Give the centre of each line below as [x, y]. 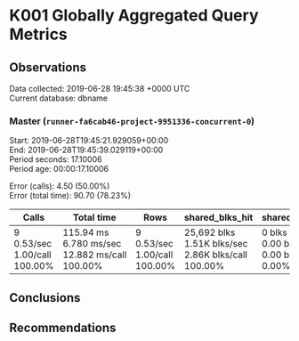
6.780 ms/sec [92, 244]
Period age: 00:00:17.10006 [59, 169]
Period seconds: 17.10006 [56, 159]
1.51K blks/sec [216, 244]
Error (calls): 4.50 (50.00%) [60, 186]
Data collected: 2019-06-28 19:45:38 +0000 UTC [100, 89]
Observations [48, 67]
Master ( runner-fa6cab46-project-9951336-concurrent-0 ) [132, 121]
